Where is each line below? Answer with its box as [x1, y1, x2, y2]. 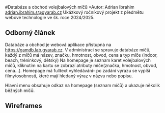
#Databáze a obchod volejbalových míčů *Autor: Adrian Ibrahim [5, 4, 135, 10]
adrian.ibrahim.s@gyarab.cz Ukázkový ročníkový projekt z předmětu [5, 9, 144, 15]
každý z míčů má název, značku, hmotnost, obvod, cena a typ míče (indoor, [5, 52, 158, 58]
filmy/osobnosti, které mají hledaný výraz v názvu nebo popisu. [5, 73, 133, 79]
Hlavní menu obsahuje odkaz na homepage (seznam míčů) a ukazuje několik [5, 82, 160, 88]
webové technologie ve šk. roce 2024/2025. [5, 15, 95, 20]
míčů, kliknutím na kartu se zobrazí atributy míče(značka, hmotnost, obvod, [5, 62, 158, 68]
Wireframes [5, 102, 43, 110]
